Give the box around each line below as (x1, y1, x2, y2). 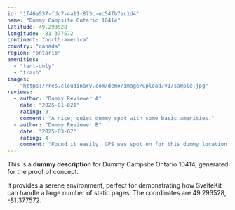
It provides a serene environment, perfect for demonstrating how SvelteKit (7, 181, 222, 190)
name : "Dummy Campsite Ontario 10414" (7, 17, 121, 24)
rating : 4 (20, 134, 49, 141)
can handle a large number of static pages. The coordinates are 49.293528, (7, 189, 227, 197)
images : (7, 75, 30, 83)
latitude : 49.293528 (7, 23, 68, 30)
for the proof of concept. (7, 168, 79, 176)
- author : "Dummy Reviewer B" (13, 121, 102, 129)
